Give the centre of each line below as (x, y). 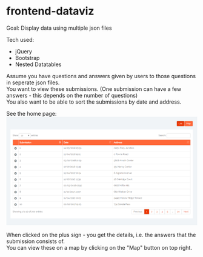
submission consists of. (36, 241)
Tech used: (20, 39)
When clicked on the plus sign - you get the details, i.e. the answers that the (101, 235)
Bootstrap (27, 58)
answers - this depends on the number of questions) (72, 95)
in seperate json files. (33, 82)
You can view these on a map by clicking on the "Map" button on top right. (99, 247)
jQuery (23, 51)
